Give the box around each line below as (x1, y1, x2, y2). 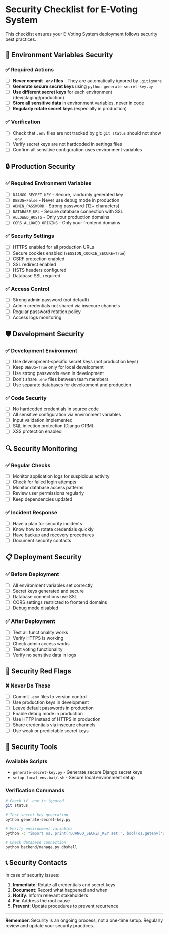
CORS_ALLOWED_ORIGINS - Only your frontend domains (12, 220, 121, 226)
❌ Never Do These (5, 682, 51, 689)
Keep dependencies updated (12, 496, 73, 502)
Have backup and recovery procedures (12, 532, 94, 538)
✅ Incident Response (5, 509, 58, 516)
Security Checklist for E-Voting (5, 4, 138, 15)
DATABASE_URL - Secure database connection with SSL (12, 208, 123, 215)
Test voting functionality (12, 646, 63, 652)
